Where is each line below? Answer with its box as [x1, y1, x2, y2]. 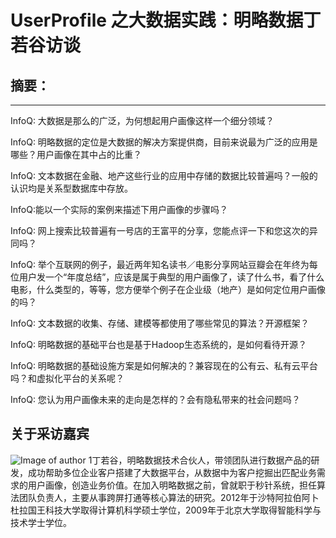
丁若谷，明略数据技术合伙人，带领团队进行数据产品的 [91, 454, 312, 466]
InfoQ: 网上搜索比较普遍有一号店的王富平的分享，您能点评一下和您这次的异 [10, 225, 318, 236]
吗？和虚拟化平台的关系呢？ [10, 372, 125, 384]
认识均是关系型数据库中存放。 [10, 182, 133, 194]
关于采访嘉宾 [10, 426, 90, 443]
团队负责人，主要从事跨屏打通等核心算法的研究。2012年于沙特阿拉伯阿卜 [18, 491, 320, 503]
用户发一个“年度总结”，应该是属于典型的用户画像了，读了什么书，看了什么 [18, 271, 325, 283]
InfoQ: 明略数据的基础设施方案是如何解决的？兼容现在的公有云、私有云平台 [10, 360, 318, 371]
